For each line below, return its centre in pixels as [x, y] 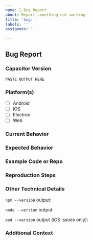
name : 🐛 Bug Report [26, 10]
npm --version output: [28, 200]
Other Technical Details [35, 188]
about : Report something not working [45, 15]
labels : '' [17, 24]
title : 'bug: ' [21, 19]
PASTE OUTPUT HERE [25, 79]
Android [21, 103]
